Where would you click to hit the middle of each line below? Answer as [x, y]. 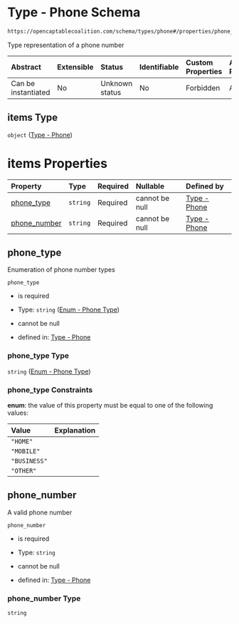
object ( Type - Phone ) [40, 134]
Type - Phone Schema [74, 12]
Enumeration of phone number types [61, 270]
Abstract [26, 67]
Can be [23, 83]
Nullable [150, 186]
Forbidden [203, 88]
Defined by [205, 186]
